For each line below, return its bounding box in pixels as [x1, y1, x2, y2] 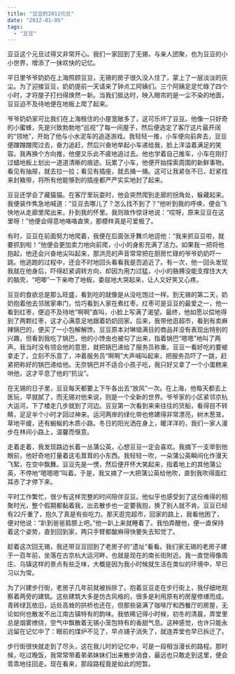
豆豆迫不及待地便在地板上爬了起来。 [7, 99, 112, 108]
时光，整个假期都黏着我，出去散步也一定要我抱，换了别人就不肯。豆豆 [13, 501, 215, 510]
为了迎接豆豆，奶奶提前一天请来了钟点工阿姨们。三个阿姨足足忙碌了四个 [19, 82, 228, 91]
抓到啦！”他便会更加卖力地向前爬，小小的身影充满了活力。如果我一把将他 [13, 241, 225, 249]
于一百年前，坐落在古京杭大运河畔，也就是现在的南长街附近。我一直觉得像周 [7, 551, 228, 560]
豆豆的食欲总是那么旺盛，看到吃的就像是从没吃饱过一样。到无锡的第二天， [7, 290, 222, 299]
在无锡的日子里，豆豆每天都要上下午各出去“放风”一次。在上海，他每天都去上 [7, 384, 227, 393]
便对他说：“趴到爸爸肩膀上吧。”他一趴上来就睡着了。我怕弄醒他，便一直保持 [7, 519, 225, 527]
